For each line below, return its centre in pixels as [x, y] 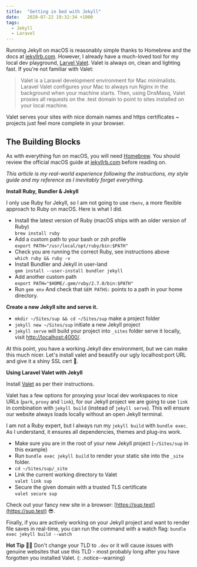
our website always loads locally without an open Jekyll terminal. [85, 414]
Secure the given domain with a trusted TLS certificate [81, 487]
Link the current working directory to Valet [66, 474]
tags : [13, 22]
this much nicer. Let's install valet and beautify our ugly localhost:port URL [96, 355]
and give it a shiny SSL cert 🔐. [42, 361]
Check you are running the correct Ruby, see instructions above [92, 252]
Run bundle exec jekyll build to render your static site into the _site [99, 456]
